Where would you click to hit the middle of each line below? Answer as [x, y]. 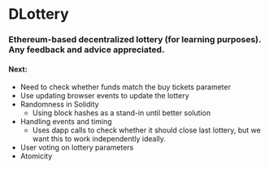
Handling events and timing [66, 122]
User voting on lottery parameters [77, 148]
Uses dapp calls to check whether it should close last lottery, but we [147, 130]
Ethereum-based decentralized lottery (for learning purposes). [135, 40]
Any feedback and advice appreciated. [87, 50]
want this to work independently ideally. [99, 139]
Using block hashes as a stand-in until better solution [121, 113]
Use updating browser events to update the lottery [104, 96]
